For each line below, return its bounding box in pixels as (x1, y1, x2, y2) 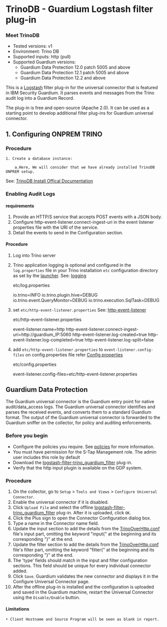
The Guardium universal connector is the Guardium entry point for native (5, 399, 155, 405)
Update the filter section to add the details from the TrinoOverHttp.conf (12, 541, 159, 547)
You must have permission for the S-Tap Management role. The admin (12, 449, 157, 455)
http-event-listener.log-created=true (72, 331, 147, 337)
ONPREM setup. (5, 169, 35, 174)
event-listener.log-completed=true (12, 336, 84, 342)
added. (12, 568, 28, 574)
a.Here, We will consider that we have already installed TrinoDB (14, 165, 155, 170)
